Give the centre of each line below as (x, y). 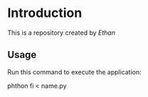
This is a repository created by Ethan (62, 33)
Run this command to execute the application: (74, 72)
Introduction (45, 13)
